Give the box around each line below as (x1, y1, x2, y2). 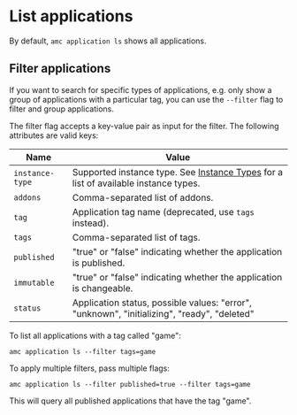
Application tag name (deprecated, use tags (72, 205, 255, 218)
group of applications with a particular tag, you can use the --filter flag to (9, 94, 284, 104)
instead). (72, 217, 109, 229)
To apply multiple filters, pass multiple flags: (9, 363, 171, 373)
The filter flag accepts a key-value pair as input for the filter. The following (9, 120, 280, 131)
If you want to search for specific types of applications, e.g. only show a (9, 84, 272, 95)
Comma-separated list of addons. (72, 191, 214, 204)
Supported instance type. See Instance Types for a (72, 165, 283, 178)
